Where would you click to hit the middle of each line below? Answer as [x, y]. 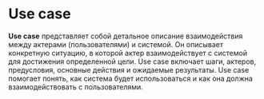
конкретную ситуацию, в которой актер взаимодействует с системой [128, 53]
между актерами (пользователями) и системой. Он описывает [116, 44]
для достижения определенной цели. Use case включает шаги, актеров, [132, 61]
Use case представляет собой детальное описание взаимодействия [126, 36]
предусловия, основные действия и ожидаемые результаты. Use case [129, 69]
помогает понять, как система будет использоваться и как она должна [131, 78]
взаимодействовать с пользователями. [76, 87]
